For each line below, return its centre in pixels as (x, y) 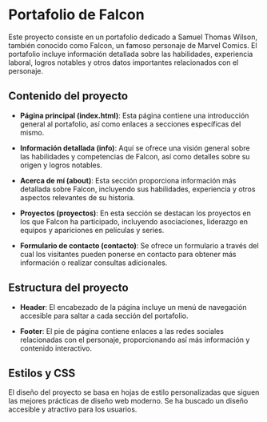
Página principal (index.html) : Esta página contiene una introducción (134, 115)
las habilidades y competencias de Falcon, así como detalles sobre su (135, 156)
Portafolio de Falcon (77, 15)
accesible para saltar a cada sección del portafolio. (104, 315)
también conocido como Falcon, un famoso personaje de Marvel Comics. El (133, 45)
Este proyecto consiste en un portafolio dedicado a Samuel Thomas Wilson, (133, 37)
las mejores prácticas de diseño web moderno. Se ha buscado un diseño (128, 401)
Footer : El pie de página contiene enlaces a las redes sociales (122, 331)
